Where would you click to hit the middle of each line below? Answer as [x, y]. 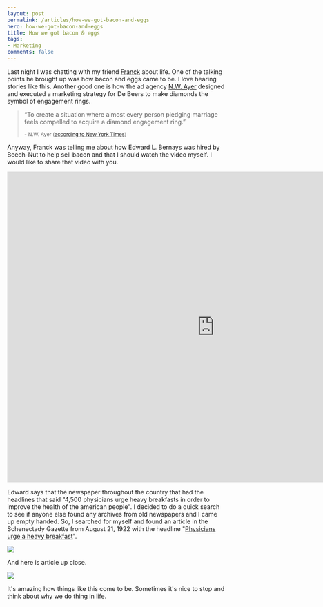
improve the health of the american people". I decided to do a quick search [114, 507]
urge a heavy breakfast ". [42, 536]
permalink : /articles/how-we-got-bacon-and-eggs [78, 20]
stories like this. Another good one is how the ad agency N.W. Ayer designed [116, 86]
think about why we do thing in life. [57, 596]
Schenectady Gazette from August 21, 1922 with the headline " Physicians [111, 528]
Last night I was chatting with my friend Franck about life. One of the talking [115, 71]
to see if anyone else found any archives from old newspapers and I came [112, 514]
